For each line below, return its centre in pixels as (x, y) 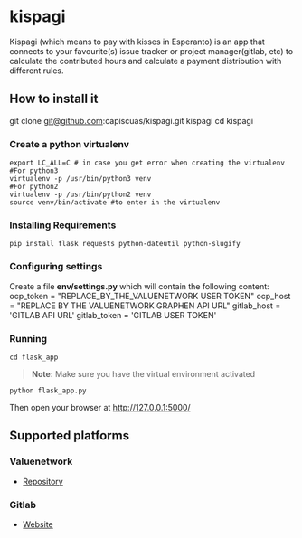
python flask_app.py (48, 391)
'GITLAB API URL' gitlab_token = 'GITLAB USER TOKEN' (113, 315)
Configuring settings (56, 267)
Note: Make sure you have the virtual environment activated (143, 373)
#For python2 (34, 187)
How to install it (54, 99)
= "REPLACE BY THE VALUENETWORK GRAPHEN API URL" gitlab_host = (145, 306)
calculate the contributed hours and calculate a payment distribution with (146, 61)
